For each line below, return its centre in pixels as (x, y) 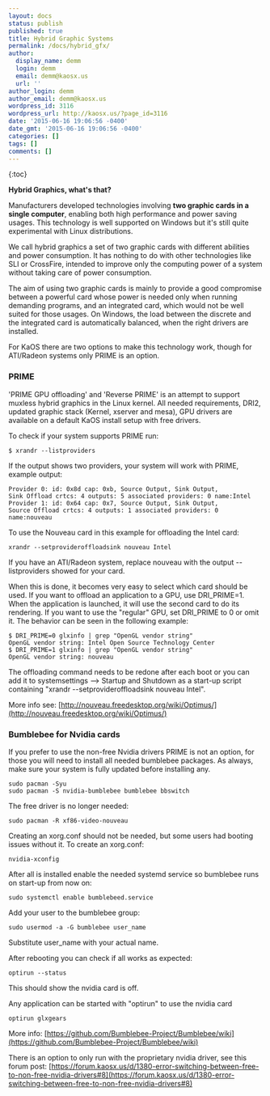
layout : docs (30, 16)
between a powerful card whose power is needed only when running (123, 297)
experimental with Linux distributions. (71, 231)
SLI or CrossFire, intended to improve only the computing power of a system (135, 264)
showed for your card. (88, 570)
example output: (36, 474)
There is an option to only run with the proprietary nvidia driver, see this (128, 1057)
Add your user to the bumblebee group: (74, 912)
